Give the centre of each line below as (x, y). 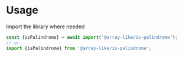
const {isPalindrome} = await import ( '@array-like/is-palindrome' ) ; (92, 37)
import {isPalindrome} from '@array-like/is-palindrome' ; (79, 48)
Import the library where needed (45, 26)
